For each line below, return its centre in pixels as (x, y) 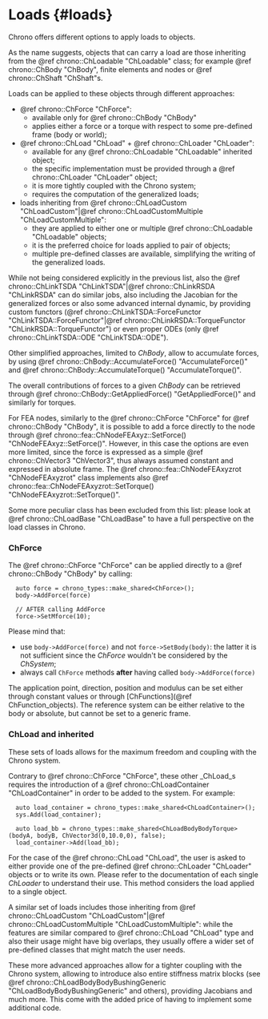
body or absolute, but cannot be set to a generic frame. (100, 714)
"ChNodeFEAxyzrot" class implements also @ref (88, 477)
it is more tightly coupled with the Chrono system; (114, 185)
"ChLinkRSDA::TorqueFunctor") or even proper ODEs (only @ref (114, 328)
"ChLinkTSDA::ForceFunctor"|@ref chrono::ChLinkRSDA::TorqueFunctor (127, 320)
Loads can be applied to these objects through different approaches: (122, 93)
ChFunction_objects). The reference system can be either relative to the (127, 705)
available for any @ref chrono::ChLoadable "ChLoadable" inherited (142, 151)
